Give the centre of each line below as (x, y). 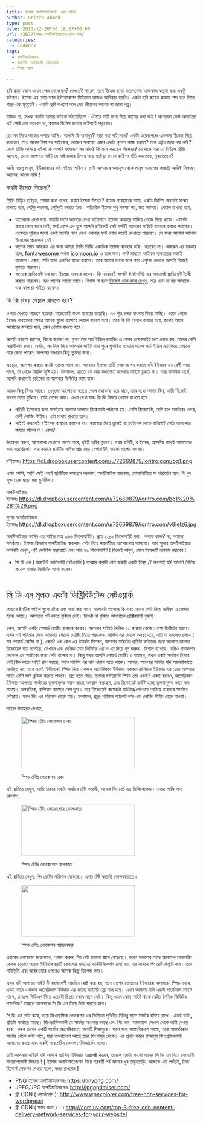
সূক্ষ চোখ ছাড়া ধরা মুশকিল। (30, 480)
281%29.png (22, 506)
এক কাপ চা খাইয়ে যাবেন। (37, 288)
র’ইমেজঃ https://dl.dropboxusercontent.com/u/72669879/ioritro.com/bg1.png (99, 461)
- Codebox (24, 46)
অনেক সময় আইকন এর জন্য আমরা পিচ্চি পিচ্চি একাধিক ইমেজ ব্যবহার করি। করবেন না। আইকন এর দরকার (105, 247)
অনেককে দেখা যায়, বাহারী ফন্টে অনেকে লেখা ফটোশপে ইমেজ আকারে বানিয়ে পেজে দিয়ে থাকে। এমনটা (101, 219)
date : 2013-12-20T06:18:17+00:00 (48, 29)
